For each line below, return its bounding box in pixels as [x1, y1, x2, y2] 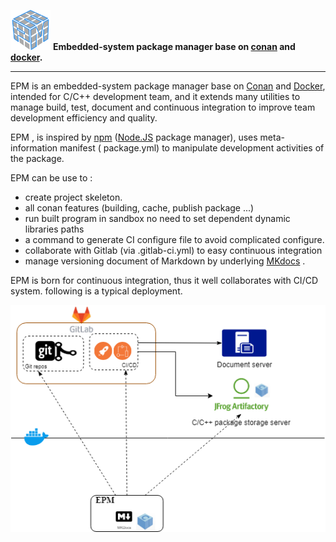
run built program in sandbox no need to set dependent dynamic [24, 213, 291, 224]
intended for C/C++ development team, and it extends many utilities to [10, 91, 301, 102]
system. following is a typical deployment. [10, 285, 183, 297]
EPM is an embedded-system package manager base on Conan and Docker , [10, 80, 326, 92]
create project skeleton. [24, 191, 123, 203]
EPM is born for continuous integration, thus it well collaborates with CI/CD [10, 275, 319, 286]
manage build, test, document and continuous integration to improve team [10, 101, 316, 113]
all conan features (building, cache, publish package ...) [24, 202, 255, 214]
